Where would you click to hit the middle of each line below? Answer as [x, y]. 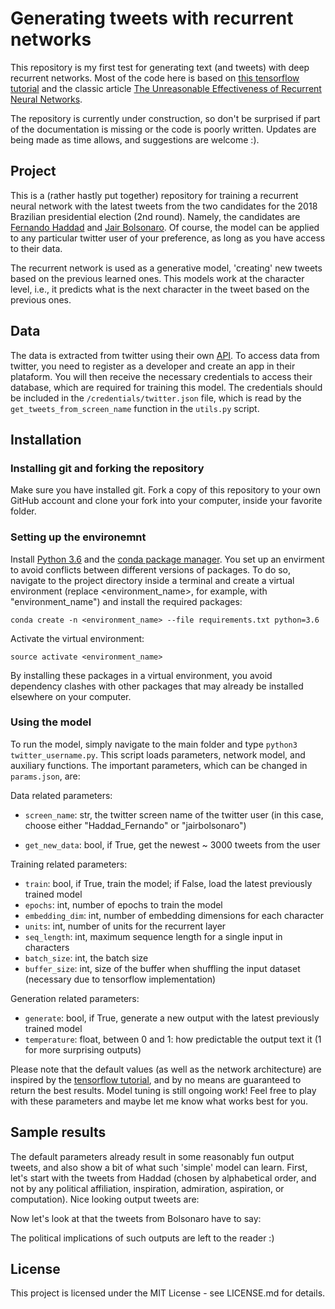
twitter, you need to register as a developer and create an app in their [153, 366]
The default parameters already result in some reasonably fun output [152, 1156]
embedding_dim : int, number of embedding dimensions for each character [174, 915]
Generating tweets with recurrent [152, 18]
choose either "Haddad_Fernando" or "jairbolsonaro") [135, 825]
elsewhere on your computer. [71, 696]
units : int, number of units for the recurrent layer [125, 926]
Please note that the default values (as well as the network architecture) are [166, 1069]
